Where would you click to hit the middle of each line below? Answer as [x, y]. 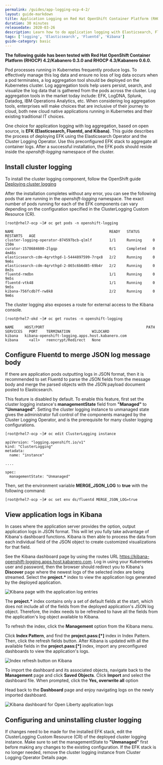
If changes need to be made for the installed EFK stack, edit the [69, 732]
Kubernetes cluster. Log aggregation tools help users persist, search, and [78, 85]
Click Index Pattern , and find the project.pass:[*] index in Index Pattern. [78, 636]
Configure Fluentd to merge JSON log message [78, 354]
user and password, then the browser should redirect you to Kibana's [74, 567]
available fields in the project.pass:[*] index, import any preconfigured [76, 646]
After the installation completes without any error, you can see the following [81, 193]
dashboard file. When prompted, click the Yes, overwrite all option [72, 681]
